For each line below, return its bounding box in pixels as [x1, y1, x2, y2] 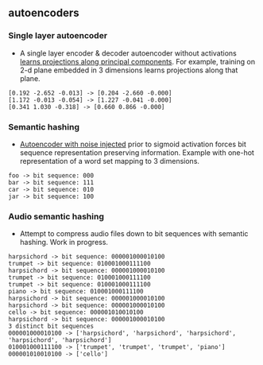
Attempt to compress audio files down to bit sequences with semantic [19, 229, 249, 239]
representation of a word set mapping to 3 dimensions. [19, 156, 200, 165]
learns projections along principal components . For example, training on [19, 56, 256, 66]
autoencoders [8, 6, 79, 20]
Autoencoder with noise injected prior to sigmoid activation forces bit [19, 139, 246, 149]
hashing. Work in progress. [19, 238, 109, 247]
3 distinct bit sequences [8, 322, 94, 331]
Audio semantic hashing [8, 211, 105, 222]
